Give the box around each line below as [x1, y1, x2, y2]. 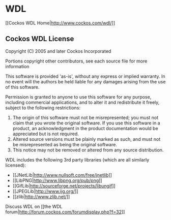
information [5, 63, 30, 69]
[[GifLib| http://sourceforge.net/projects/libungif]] [12, 182, 116, 188]
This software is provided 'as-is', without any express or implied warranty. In [5, 73, 165, 79]
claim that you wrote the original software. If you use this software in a [12, 120, 160, 126]
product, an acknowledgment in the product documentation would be [12, 125, 159, 131]
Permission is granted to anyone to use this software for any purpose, [5, 93, 152, 100]
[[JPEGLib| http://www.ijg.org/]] [12, 188, 78, 194]
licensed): [5, 162, 26, 168]
